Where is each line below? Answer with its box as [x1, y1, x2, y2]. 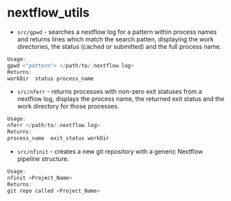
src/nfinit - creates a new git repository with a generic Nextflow [17, 147, 203, 155]
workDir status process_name [7, 75, 94, 82]
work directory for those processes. [17, 102, 119, 111]
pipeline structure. [17, 154, 70, 163]
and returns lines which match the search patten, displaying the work [17, 35, 214, 43]
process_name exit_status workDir [7, 135, 110, 142]
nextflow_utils [7, 5, 90, 21]
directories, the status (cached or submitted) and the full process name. [17, 42, 222, 50]
